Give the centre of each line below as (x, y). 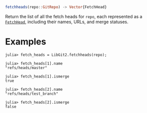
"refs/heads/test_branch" (32, 94)
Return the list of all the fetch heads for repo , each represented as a (74, 16)
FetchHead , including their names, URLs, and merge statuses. (67, 22)
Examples (26, 42)
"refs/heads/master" (26, 68)
